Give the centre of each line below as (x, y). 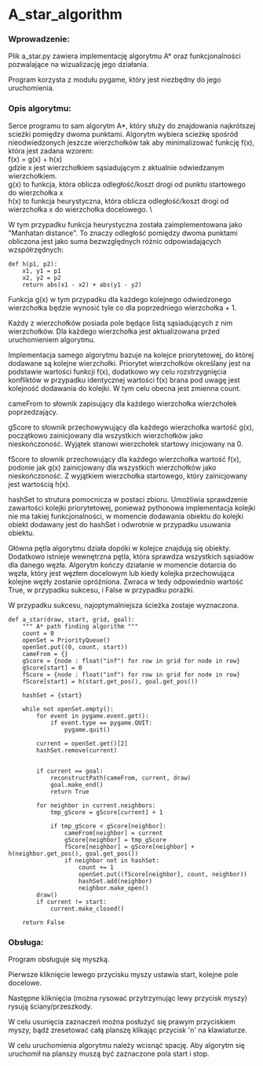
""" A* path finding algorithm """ (80, 626)
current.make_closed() (87, 909)
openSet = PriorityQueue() (66, 640)
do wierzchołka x (36, 192)
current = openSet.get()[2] (82, 743)
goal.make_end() (77, 784)
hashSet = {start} (52, 695)
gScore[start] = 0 (52, 668)
